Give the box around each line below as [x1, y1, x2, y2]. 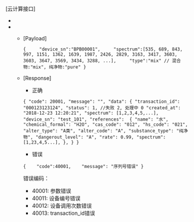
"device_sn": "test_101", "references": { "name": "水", [23, 116, 168, 122]
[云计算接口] [5, 5, 36, 12]
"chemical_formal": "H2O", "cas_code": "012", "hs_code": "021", [23, 122, 188, 128]
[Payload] [23, 35, 47, 42]
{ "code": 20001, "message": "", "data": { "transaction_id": [23, 99, 180, 104]
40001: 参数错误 [31, 188, 72, 194]
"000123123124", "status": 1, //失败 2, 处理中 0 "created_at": [23, 105, 182, 111]
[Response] [23, 75, 52, 81]
